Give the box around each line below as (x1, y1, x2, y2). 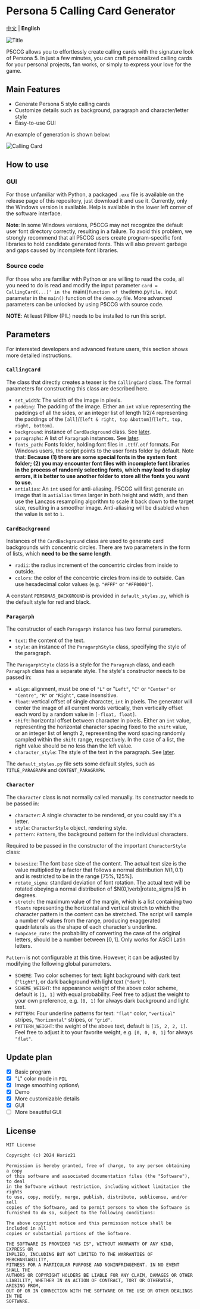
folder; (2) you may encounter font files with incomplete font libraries (14, 460, 190, 467)
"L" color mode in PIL (14, 1075, 67, 1082)
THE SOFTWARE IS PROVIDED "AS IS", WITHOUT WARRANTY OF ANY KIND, (6, 1241, 174, 1247)
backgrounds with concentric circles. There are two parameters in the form (6, 544, 190, 551)
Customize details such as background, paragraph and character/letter (14, 106, 189, 114)
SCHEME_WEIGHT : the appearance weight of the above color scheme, (14, 984, 179, 991)
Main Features (6, 85, 61, 95)
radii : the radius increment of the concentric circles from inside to (14, 562, 179, 569)
